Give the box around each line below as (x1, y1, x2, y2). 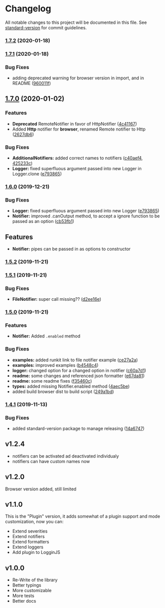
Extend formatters (12, 539, 49, 545)
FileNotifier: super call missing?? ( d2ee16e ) (12, 296, 101, 302)
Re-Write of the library (12, 577, 58, 583)
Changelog (5, 3, 51, 14)
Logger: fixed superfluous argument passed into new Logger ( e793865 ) (12, 208, 160, 214)
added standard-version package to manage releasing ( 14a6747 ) (12, 425, 145, 431)
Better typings (12, 582, 41, 588)
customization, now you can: (5, 519, 64, 525)
